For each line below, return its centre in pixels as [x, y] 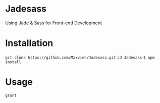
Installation [29, 43]
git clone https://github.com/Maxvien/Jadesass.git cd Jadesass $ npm [80, 58]
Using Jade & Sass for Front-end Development [54, 23]
